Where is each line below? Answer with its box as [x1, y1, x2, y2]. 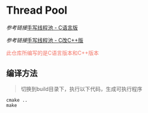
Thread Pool [6, 4, 68, 17]
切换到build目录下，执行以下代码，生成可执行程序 [20, 85, 143, 92]
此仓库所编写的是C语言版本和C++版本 [6, 49, 99, 56]
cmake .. [6, 97, 28, 103]
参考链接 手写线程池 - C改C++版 [6, 36, 84, 43]
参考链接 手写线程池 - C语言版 [6, 24, 78, 31]
